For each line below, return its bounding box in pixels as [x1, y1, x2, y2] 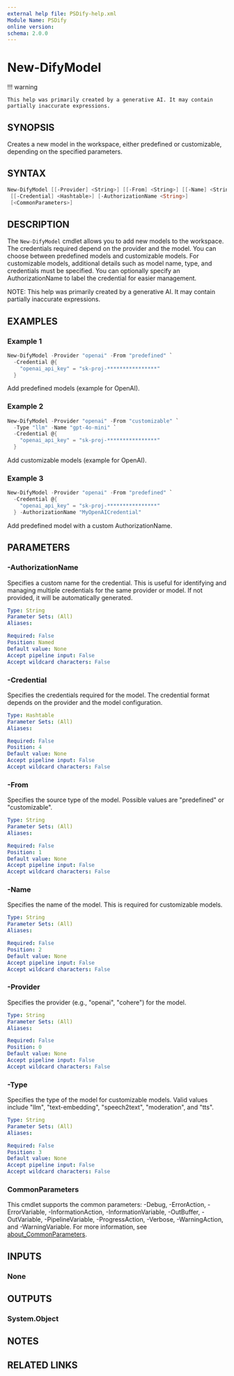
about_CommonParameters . [7, 1230, 88, 1238]
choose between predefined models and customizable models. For [7, 252, 199, 261]
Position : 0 [7, 1044, 42, 1051]
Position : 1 [7, 849, 42, 856]
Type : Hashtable [7, 712, 54, 719]
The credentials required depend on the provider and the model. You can [7, 244, 217, 253]
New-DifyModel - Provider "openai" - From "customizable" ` [7, 417, 179, 425]
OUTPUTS [7, 1293, 52, 1305]
